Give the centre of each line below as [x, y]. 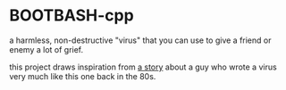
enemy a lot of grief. [46, 49]
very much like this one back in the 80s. [83, 76]
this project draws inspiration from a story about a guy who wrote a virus [143, 67]
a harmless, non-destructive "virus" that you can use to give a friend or [140, 40]
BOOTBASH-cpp [71, 16]
